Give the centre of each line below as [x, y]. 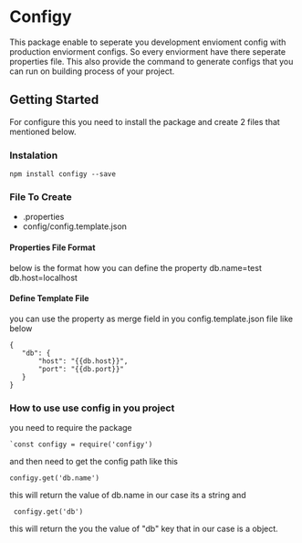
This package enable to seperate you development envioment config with [148, 42]
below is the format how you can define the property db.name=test [135, 267]
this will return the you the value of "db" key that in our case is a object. [144, 529]
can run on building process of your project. [92, 71]
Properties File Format [52, 247]
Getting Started [54, 100]
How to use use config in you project [92, 408]
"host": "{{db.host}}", [83, 361]
